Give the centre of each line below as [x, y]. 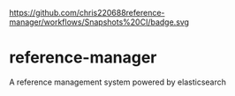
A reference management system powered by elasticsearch [118, 82]
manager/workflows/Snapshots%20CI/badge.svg [99, 22]
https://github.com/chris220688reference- [87, 13]
